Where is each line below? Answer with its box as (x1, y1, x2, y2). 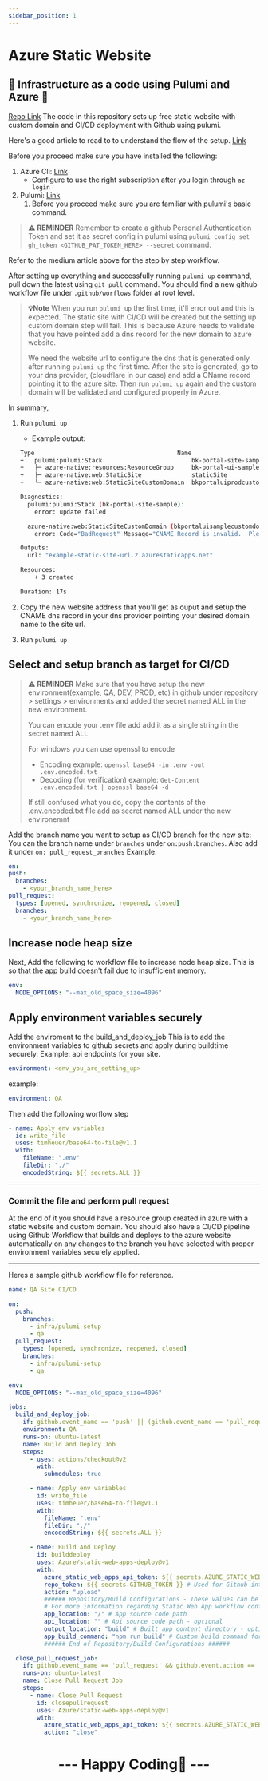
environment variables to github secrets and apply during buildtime (8, 1040, 229, 1050)
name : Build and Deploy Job (22, 1440, 116, 1448)
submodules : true (43, 1470, 102, 1478)
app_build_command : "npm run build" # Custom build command (43, 1632, 248, 1640)
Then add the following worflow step (8, 1109, 129, 1118)
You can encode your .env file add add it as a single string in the (27, 720, 239, 729)
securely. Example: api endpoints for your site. (8, 1049, 161, 1058)
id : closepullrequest (37, 1699, 109, 1707)
